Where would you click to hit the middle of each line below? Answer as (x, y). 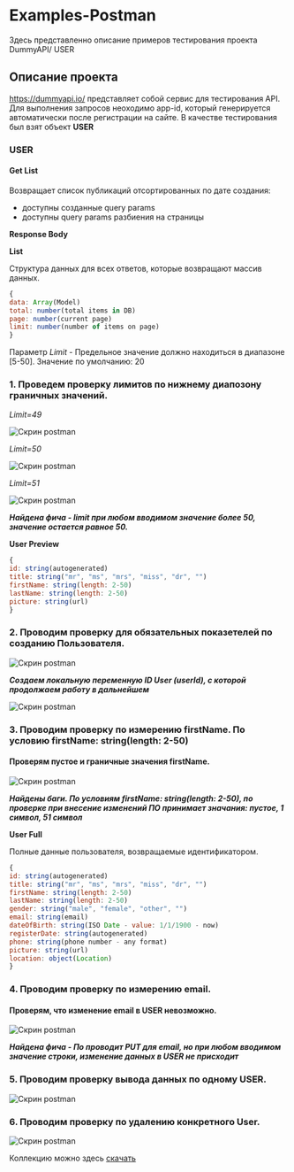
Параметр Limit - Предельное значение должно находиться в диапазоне (147, 352)
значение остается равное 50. (68, 527)
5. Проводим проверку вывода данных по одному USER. (138, 1079)
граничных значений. (59, 396)
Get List (23, 171)
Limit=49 (26, 415)
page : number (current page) (61, 319)
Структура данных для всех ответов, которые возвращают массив (136, 268)
